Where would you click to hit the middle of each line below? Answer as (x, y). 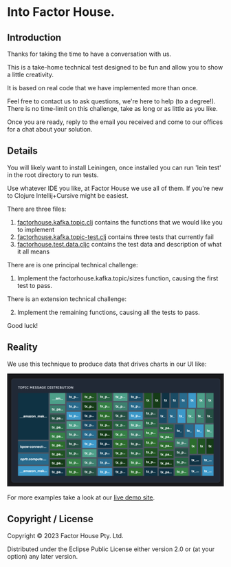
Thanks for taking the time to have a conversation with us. (89, 54)
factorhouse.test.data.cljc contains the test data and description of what (119, 244)
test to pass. (35, 285)
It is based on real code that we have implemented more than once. (102, 88)
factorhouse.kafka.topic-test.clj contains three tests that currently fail (115, 237)
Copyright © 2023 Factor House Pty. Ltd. (65, 535)
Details (22, 151)
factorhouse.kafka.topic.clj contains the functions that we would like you (120, 222)
